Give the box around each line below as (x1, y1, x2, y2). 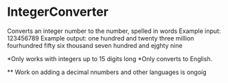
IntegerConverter (7, 4, 109, 20)
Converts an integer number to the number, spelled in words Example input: (7, 27, 221, 35)
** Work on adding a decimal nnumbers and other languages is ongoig (7, 68, 207, 76)
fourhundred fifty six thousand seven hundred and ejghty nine (7, 41, 183, 49)
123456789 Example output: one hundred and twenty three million (7, 34, 194, 42)
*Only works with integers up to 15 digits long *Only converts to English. (7, 54, 213, 62)
